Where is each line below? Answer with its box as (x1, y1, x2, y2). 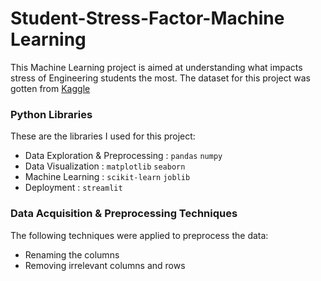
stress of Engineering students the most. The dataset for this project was (10, 72, 311, 84)
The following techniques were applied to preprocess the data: (10, 229, 269, 241)
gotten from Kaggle (10, 82, 91, 94)
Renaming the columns (24, 248, 120, 261)
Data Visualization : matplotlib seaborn (24, 160, 186, 172)
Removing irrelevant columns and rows (24, 259, 186, 271)
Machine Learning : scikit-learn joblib (24, 171, 191, 183)
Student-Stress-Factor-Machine (10, 7, 285, 30)
